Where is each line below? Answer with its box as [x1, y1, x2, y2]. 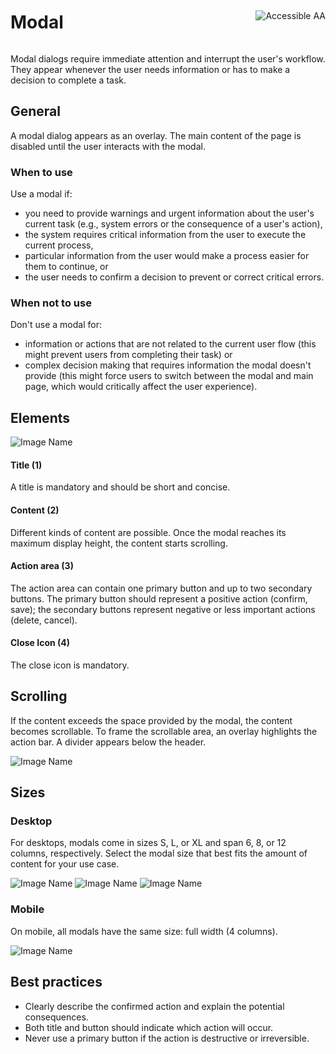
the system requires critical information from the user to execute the [24, 229, 307, 241]
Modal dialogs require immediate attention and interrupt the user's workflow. [10, 52, 326, 65]
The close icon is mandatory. [10, 659, 130, 671]
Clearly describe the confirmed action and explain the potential [24, 1000, 285, 1012]
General [10, 103, 62, 120]
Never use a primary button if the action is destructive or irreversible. [24, 1032, 310, 1044]
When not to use [10, 296, 92, 310]
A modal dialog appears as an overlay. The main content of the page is [10, 129, 302, 141]
